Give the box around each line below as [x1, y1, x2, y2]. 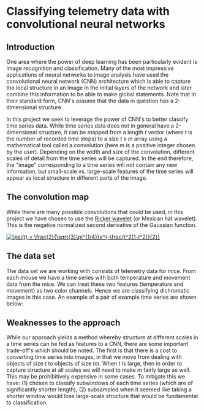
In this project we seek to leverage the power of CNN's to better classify [6, 115, 189, 123]
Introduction [6, 42, 55, 52]
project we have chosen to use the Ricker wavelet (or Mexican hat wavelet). [6, 215, 198, 222]
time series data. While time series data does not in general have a [6, 122, 175, 129]
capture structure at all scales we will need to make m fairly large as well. [6, 366, 191, 374]
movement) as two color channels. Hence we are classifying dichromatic [6, 286, 190, 294]
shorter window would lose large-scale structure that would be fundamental [6, 393, 198, 400]
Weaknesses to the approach [6, 318, 121, 328]
